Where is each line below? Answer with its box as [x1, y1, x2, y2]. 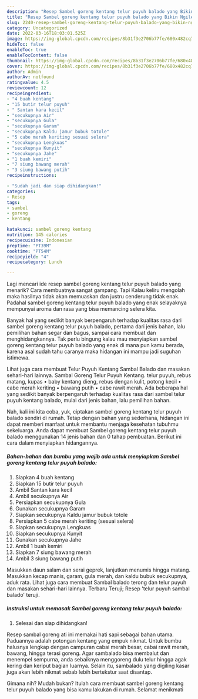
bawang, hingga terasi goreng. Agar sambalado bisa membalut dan [6, 650, 169, 657]
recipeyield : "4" [6, 254, 49, 260]
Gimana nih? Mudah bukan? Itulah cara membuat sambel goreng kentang [6, 680, 184, 687]
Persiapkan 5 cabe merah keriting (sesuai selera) [15, 517, 134, 525]
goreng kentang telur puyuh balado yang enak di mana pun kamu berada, [6, 342, 184, 349]
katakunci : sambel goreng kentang [6, 227, 92, 233]
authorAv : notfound [6, 74, 55, 80]
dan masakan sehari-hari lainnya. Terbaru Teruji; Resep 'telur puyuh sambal [6, 585, 190, 592]
